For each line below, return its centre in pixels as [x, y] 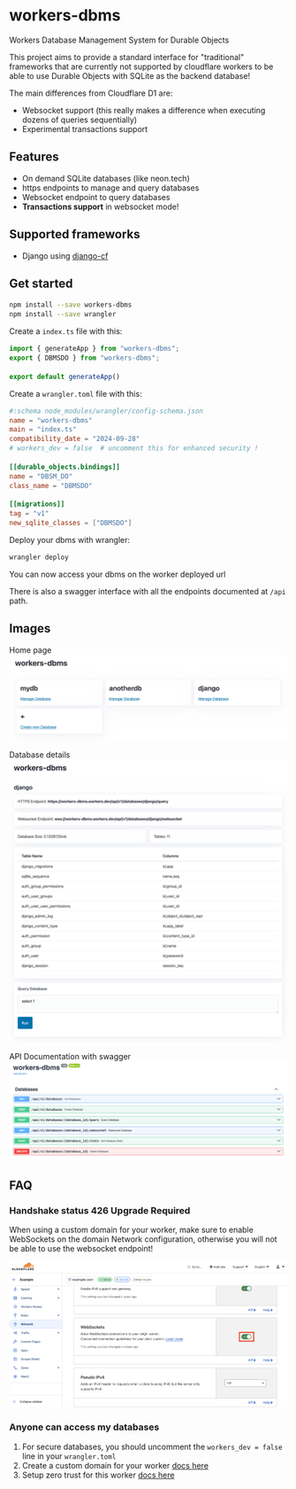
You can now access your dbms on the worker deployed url [118, 574]
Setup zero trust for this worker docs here [98, 1475]
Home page [30, 650]
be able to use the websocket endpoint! [81, 1249]
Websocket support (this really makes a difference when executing [144, 110]
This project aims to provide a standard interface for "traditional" [127, 57]
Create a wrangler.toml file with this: [76, 393]
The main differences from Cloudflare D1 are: [91, 93]
